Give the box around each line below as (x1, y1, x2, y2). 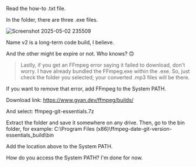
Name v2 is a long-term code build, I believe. (6, 39, 115, 46)
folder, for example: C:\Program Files (6, 126, 95, 132)
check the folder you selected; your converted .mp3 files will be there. (20, 74, 190, 81)
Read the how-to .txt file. (6, 5, 66, 12)
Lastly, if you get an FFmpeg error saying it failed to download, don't (20, 61, 185, 68)
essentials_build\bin (6, 131, 54, 138)
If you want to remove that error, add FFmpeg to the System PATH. (6, 85, 167, 92)
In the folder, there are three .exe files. (6, 16, 98, 23)
